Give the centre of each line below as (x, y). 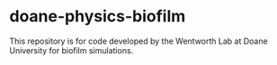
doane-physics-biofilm (98, 16)
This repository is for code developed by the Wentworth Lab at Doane (138, 41)
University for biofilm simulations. (71, 50)
